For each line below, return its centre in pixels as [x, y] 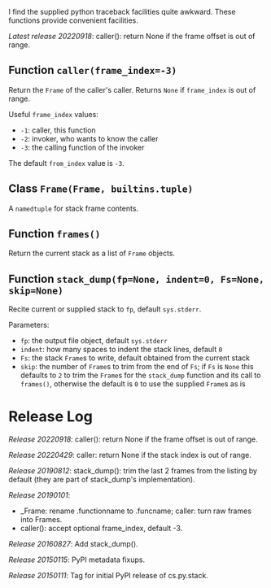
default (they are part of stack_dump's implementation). [102, 480]
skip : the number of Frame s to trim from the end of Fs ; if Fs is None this [137, 367]
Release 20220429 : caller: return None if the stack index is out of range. [130, 455]
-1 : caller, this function [58, 130]
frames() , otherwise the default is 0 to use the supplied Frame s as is [133, 384]
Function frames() [55, 234]
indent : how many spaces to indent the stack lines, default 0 [121, 350]
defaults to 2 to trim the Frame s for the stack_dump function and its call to [140, 375]
